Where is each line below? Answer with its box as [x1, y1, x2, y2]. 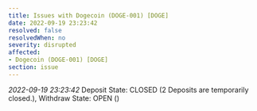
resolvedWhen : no [8, 33, 66, 42]
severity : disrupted [8, 41, 77, 49]
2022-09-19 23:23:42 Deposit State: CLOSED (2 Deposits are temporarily [8, 85, 249, 94]
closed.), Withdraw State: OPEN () [8, 93, 119, 103]
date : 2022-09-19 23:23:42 [8, 19, 98, 27]
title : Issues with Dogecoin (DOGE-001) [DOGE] [8, 11, 169, 20]
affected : [8, 48, 41, 56]
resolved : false [8, 26, 62, 34]
